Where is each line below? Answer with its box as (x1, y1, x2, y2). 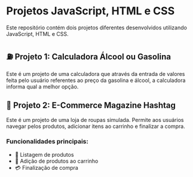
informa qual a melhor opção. (6, 83, 79, 90)
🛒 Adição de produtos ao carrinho (14, 157, 99, 164)
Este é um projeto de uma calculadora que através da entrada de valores (6, 70, 185, 77)
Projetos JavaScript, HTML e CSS (6, 4, 175, 18)
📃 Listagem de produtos (14, 151, 74, 158)
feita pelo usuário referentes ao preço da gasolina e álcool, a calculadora (6, 77, 186, 84)
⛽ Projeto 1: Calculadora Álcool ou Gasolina (6, 52, 171, 62)
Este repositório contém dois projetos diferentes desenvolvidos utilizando (6, 24, 187, 31)
